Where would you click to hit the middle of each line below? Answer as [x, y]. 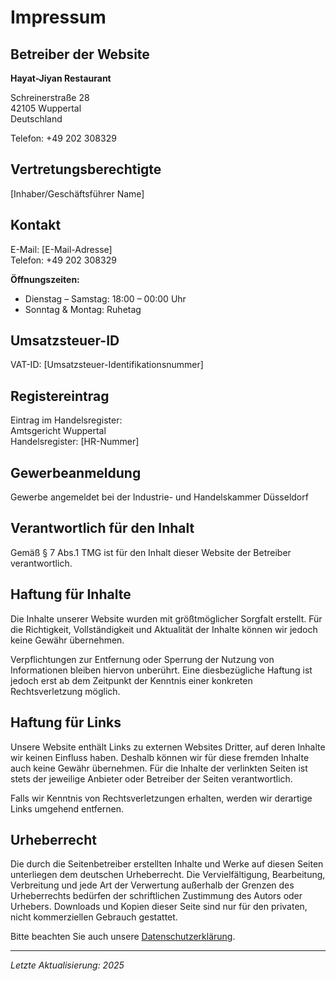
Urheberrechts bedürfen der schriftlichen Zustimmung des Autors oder [156, 896]
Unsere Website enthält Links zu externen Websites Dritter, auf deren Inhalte [168, 747]
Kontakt [36, 225]
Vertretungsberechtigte [86, 169]
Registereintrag [60, 396]
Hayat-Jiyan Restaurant [61, 78]
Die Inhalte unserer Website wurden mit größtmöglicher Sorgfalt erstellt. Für [166, 618]
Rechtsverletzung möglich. [65, 691]
